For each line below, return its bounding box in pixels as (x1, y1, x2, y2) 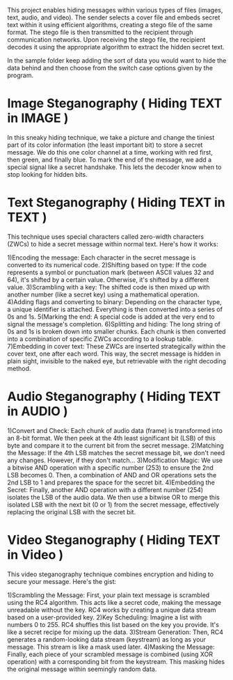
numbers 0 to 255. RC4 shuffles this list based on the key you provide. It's (7, 620, 219, 628)
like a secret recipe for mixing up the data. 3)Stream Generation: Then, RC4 (7, 628, 224, 636)
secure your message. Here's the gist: (7, 577, 117, 585)
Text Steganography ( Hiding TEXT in (7, 195, 226, 211)
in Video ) (7, 547, 64, 562)
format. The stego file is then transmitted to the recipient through (7, 28, 193, 36)
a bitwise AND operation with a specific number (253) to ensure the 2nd (7, 463, 214, 472)
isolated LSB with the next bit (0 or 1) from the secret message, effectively (7, 500, 219, 509)
